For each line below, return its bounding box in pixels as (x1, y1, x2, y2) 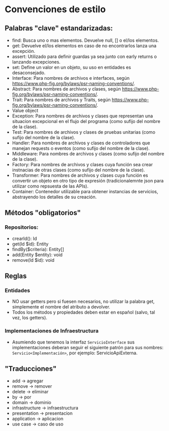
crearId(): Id (12, 235, 37, 241)
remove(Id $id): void (12, 257, 55, 263)
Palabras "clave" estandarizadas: (5, 24, 113, 33)
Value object (12, 108, 38, 113)
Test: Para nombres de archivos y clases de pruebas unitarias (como (12, 129, 155, 135)
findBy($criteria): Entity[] (12, 246, 64, 252)
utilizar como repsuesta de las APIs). (12, 183, 89, 189)
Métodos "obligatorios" (5, 208, 81, 217)
